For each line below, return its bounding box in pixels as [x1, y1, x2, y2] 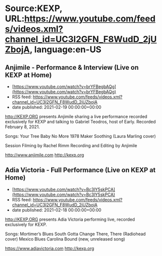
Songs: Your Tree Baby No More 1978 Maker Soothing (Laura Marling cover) [5, 134, 156, 139]
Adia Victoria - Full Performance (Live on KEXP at [5, 166, 156, 174]
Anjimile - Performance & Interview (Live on [5, 63, 139, 72]
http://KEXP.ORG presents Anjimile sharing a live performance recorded [5, 114, 148, 119]
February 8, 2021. [5, 124, 40, 130]
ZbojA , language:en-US [5, 44, 102, 55]
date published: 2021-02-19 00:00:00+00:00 [12, 105, 102, 110]
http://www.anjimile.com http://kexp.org [5, 152, 84, 158]
